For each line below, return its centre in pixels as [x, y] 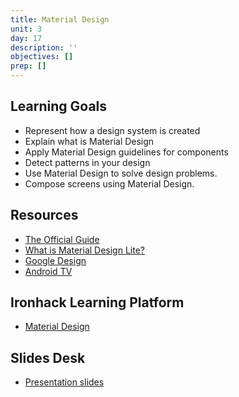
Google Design [55, 260]
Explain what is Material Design [89, 141]
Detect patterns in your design [87, 162]
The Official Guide [62, 239]
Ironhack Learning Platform [97, 302]
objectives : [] [42, 57]
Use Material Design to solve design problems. [121, 173]
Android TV [48, 271]
